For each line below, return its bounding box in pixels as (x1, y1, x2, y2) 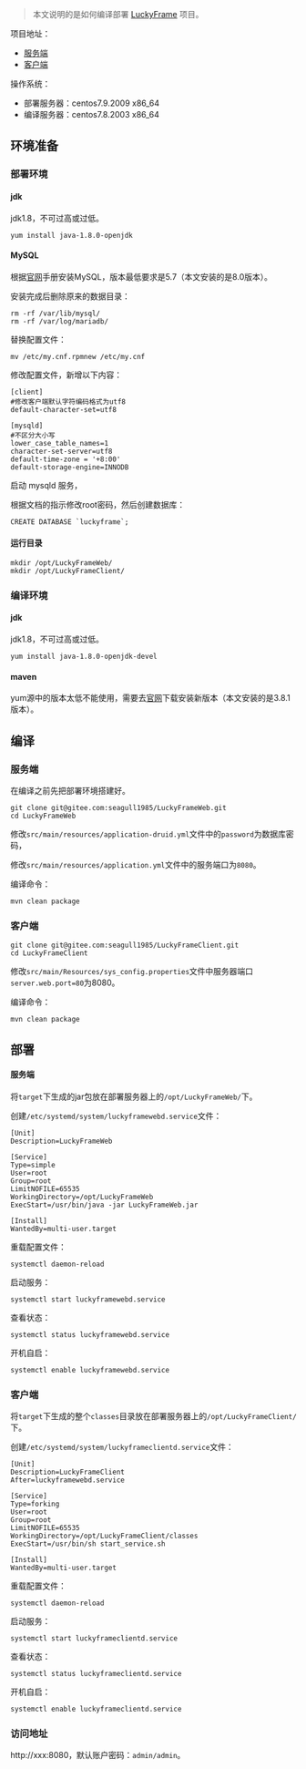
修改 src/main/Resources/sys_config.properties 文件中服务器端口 (10, 966, 254, 977)
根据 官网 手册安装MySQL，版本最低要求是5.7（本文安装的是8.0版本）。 (10, 271, 272, 282)
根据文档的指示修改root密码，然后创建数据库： (10, 499, 186, 509)
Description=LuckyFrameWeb (10, 1136, 113, 1146)
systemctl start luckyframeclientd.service (10, 1634, 178, 1643)
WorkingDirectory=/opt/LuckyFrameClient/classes (10, 1531, 199, 1541)
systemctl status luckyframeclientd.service (10, 1670, 182, 1679)
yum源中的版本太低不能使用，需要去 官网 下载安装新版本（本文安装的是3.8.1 (10, 693, 291, 704)
